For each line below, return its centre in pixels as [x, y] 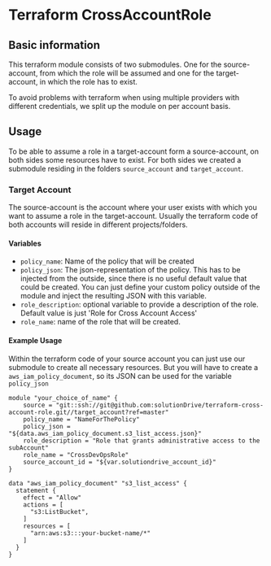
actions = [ [43, 505]
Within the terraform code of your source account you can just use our [127, 359]
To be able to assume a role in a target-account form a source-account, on [133, 151]
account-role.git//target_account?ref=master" [89, 412]
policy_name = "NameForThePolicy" [81, 419]
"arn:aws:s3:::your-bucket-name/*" [90, 533]
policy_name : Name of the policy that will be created [107, 261]
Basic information [54, 45]
